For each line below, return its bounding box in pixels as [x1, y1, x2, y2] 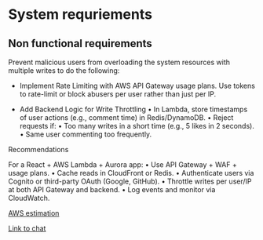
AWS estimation [8, 209, 60, 217]
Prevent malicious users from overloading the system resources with [8, 57, 230, 67]
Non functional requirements [8, 37, 153, 50]
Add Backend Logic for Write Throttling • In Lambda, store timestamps [19, 104, 248, 114]
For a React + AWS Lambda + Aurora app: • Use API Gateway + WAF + [8, 160, 237, 169]
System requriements [8, 5, 153, 24]
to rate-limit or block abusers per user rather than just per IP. [19, 89, 217, 99]
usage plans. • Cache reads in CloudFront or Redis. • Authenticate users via [8, 169, 254, 177]
